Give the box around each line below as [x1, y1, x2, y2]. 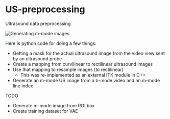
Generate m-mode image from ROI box [12, 102, 95, 108]
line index [12, 83, 33, 89]
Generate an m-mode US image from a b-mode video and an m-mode [12, 77, 160, 83]
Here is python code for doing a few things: [5, 40, 97, 46]
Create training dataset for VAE [12, 108, 78, 114]
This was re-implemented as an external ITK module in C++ [20, 72, 146, 78]
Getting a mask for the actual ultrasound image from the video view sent [12, 50, 165, 56]
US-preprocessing [5, 4, 85, 15]
